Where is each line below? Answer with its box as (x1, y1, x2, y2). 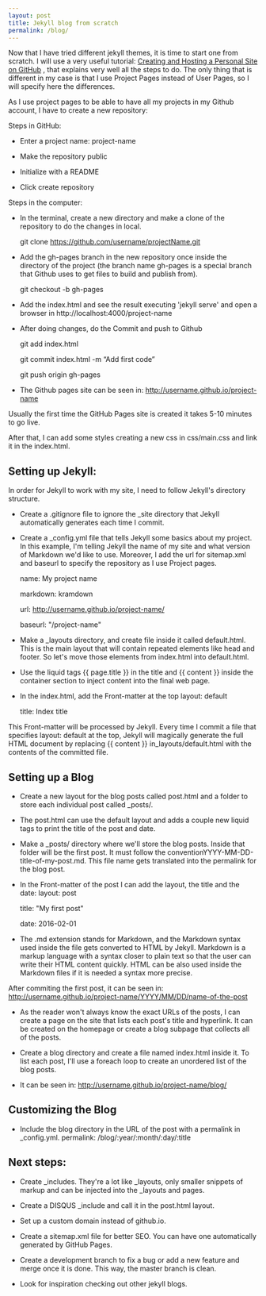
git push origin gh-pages (19, 370, 101, 379)
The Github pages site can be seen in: (19, 386, 144, 395)
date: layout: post (19, 888, 77, 898)
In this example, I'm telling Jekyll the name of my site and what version (19, 541, 251, 552)
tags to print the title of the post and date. (19, 824, 156, 833)
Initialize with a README (19, 167, 100, 177)
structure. (8, 494, 40, 504)
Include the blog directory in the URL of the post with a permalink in (19, 1124, 241, 1133)
